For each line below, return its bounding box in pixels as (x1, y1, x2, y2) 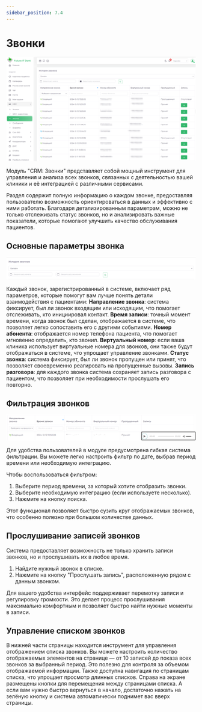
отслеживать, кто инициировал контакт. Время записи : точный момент (6, 310, 191, 318)
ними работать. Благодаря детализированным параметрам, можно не (6, 204, 188, 212)
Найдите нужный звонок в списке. (14, 565, 104, 572)
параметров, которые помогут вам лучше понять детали (6, 292, 153, 299)
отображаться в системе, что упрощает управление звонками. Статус (6, 349, 189, 356)
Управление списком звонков (6, 625, 126, 636)
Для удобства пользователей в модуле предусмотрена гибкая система (6, 446, 191, 453)
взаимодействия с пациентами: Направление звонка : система (6, 298, 170, 305)
